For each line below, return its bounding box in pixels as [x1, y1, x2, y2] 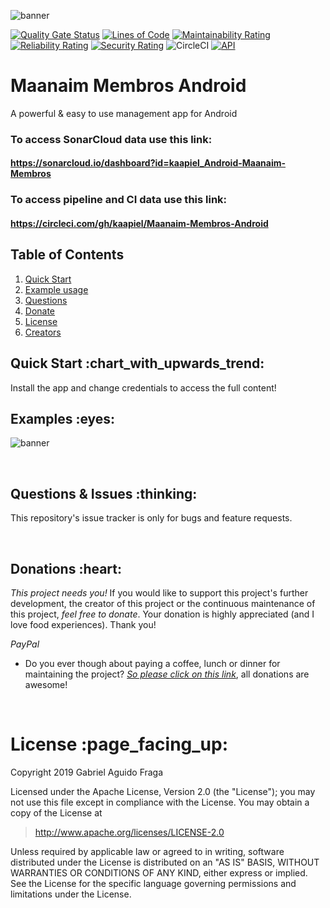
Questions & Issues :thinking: [10, 485, 198, 502]
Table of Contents [10, 246, 125, 264]
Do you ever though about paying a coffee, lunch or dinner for [24, 658, 281, 670]
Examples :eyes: [10, 410, 116, 427]
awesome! [24, 679, 68, 691]
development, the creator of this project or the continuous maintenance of [10, 598, 316, 610]
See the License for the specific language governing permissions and [10, 877, 297, 889]
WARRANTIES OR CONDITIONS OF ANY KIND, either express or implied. [10, 866, 308, 879]
